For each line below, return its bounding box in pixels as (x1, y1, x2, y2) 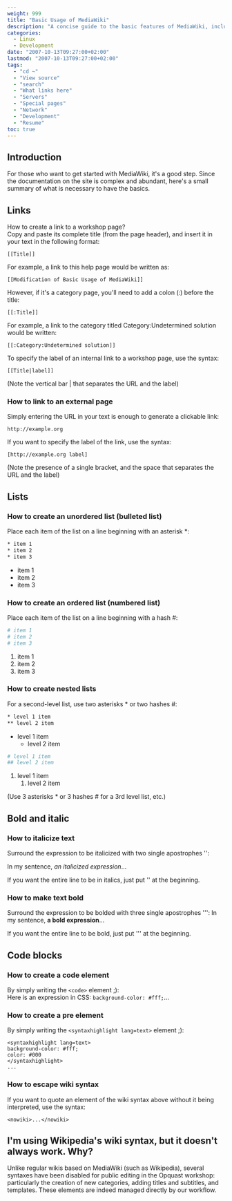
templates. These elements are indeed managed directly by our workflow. (7, 1186, 217, 1194)
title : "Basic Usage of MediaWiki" (7, 17, 110, 23)
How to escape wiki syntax (7, 1079, 99, 1089)
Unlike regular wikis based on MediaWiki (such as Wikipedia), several (7, 1164, 204, 1172)
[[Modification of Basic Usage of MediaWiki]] (7, 276, 144, 283)
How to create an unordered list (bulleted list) (7, 511, 162, 521)
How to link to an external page (7, 397, 113, 406)
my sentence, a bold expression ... (7, 916, 105, 925)
